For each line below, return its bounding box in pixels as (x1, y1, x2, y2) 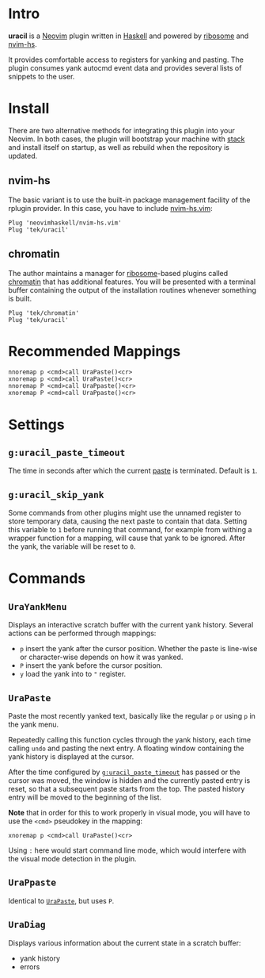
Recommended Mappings (8, 342, 181, 360)
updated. (8, 151, 38, 160)
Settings (8, 416, 65, 433)
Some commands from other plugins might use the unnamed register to (8, 508, 241, 518)
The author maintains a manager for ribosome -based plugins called (8, 268, 229, 278)
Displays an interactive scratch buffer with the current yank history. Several (8, 620, 254, 630)
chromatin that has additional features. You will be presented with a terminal (8, 277, 256, 286)
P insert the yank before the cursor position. (19, 661, 163, 670)
